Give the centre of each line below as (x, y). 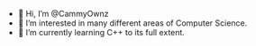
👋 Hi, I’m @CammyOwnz (63, 14)
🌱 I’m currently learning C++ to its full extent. (101, 32)
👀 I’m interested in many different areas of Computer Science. (133, 23)
